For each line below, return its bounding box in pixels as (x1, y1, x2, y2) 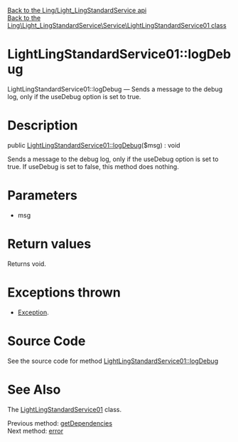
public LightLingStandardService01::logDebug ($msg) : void (7, 140, 180, 149)
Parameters (7, 187, 78, 204)
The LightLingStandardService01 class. (7, 405, 122, 413)
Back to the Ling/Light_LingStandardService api (7, 6, 147, 14)
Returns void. (7, 259, 46, 268)
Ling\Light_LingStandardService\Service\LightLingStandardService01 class (7, 21, 227, 29)
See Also (7, 381, 61, 398)
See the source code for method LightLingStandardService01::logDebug (7, 356, 219, 365)
